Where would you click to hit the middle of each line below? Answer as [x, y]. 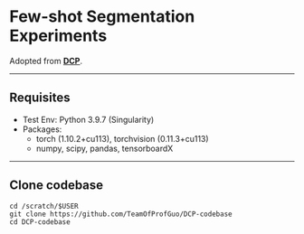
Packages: [42, 129]
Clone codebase [57, 186]
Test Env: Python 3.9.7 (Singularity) [88, 119]
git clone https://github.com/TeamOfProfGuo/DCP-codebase [121, 214]
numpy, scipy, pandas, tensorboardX [104, 148]
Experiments [58, 36]
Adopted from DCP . [46, 61]
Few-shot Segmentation [102, 17]
